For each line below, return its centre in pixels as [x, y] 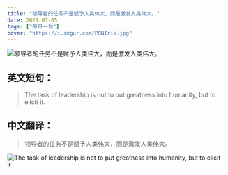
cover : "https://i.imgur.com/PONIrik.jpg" [70, 33]
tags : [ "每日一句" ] [33, 26]
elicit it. [35, 102]
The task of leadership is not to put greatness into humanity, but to [120, 95]
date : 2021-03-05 [32, 20]
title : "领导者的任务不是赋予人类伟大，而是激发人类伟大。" [84, 14]
